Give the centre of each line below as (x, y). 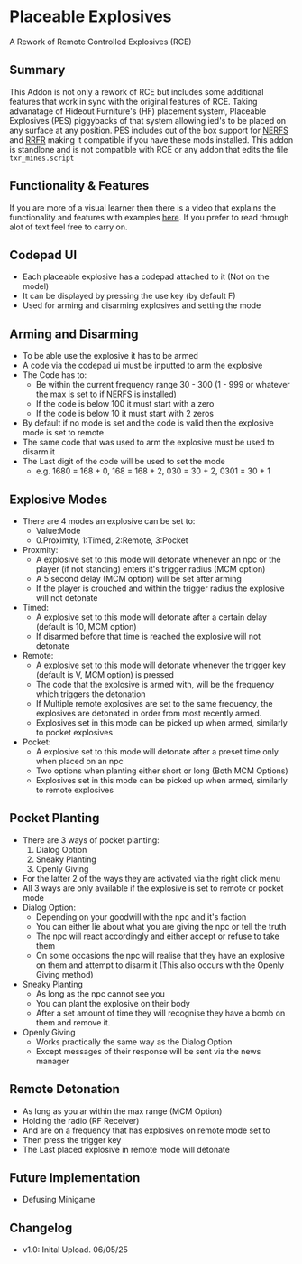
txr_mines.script (42, 158)
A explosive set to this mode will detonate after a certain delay (151, 617)
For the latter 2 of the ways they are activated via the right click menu (151, 878)
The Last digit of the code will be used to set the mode (124, 462)
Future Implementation (75, 1178)
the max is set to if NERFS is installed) (106, 394)
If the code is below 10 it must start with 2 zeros (125, 414)
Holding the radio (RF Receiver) (81, 1120)
